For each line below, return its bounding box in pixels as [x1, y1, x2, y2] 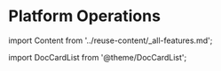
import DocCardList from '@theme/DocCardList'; [8, 52, 187, 62]
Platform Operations [8, 6, 162, 26]
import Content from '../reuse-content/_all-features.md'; [8, 35, 213, 46]
